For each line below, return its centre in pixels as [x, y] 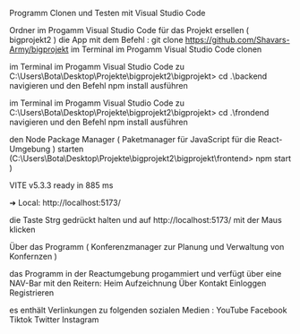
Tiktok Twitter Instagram [54, 320]
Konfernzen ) [34, 256]
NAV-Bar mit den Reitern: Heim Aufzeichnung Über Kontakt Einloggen [138, 283]
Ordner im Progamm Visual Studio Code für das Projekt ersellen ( [129, 30]
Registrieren [32, 293]
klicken [22, 229]
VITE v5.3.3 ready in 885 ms [61, 185]
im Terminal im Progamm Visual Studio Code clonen [166, 49]
